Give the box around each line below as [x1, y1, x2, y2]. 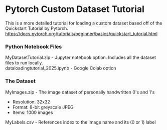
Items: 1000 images [12, 109, 53, 115]
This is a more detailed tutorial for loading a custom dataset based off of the [5, 20, 162, 26]
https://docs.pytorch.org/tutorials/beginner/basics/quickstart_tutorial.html [5, 30, 158, 36]
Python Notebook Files [5, 43, 62, 50]
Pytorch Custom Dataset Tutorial [5, 3, 144, 15]
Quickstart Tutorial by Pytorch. [5, 25, 69, 31]
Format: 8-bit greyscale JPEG [12, 104, 74, 110]
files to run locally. [5, 60, 43, 66]
